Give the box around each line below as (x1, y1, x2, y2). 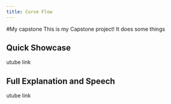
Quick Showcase (6, 43, 71, 53)
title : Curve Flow (6, 8, 53, 15)
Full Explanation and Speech (6, 76, 115, 86)
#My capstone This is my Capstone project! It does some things (6, 25, 166, 32)
